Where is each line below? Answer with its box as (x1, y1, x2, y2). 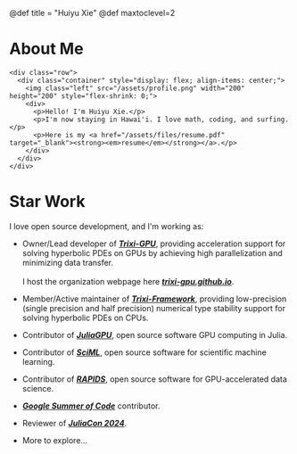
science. (21, 383, 54, 393)
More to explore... (21, 434, 87, 445)
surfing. (256, 115, 290, 124)
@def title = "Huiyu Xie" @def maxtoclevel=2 (9, 8, 176, 18)
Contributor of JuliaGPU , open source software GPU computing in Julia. (21, 329, 288, 340)
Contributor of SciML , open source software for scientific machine (21, 347, 268, 358)
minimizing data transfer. (21, 257, 114, 268)
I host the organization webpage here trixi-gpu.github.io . (21, 276, 235, 286)
